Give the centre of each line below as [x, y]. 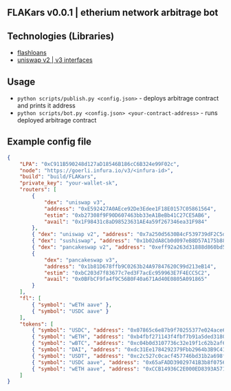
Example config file [49, 142]
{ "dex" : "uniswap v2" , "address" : [83, 235]
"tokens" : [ [36, 324]
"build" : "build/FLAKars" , [58, 177]
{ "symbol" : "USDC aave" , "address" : [86, 362]
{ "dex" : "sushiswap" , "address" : [81, 241]
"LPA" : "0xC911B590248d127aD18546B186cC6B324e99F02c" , [100, 164]
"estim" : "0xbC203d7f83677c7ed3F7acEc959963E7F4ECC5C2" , [127, 273]
